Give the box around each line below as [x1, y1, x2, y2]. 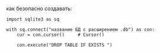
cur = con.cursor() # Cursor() [17, 32, 105, 38]
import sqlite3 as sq [6, 16, 60, 22]
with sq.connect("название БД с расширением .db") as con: [6, 26, 155, 32]
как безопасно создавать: [6, 5, 72, 12]
